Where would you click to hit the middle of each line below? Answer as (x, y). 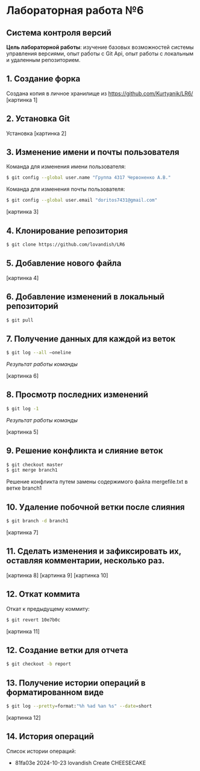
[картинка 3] (23, 212)
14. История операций (50, 736)
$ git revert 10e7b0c (33, 620)
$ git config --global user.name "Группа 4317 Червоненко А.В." (89, 178)
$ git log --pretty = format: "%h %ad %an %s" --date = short (79, 706)
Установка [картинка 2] (36, 133)
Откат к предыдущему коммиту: (48, 608)
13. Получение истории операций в (76, 683)
